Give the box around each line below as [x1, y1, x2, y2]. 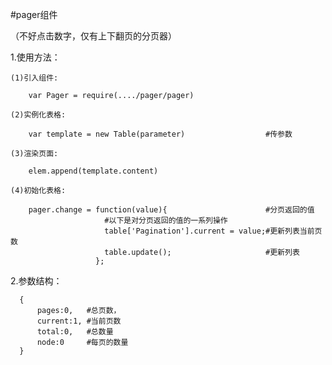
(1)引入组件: [10, 73, 59, 83]
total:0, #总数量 [36, 327, 114, 337]
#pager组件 [10, 9, 58, 20]
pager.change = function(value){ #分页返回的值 [28, 205, 315, 215]
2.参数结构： [10, 275, 63, 287]
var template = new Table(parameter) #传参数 [28, 129, 293, 139]
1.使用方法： [10, 51, 61, 63]
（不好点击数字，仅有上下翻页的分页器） [10, 30, 177, 42]
